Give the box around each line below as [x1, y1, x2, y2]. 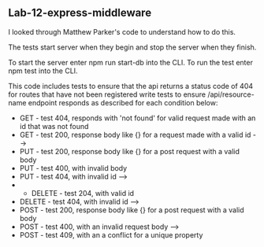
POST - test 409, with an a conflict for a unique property [19, 230, 203, 239]
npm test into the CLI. [8, 66, 78, 76]
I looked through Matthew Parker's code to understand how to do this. [8, 27, 236, 36]
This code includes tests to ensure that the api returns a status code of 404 [8, 81, 254, 90]
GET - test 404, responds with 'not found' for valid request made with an [19, 113, 256, 123]
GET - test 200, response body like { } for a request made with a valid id [19, 130, 251, 139]
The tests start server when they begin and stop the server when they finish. [8, 42, 257, 52]
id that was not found [19, 121, 89, 131]
